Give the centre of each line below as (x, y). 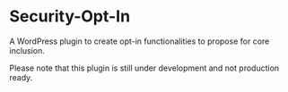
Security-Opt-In (70, 17)
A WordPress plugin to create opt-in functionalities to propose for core (140, 41)
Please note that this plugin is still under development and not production (144, 68)
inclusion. (27, 50)
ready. (21, 77)
